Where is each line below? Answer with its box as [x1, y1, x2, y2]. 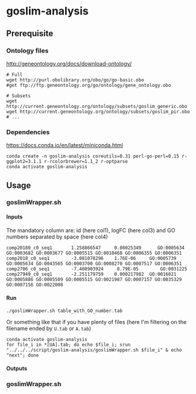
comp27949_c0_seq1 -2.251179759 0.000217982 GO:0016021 [6, 271, 177, 277]
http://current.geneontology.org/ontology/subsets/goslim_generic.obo [6, 103, 188, 109]
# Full [6, 71, 23, 78]
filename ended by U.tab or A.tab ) [6, 325, 92, 332]
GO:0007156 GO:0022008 [6, 282, 63, 288]
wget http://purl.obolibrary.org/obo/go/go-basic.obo [6, 77, 145, 83]
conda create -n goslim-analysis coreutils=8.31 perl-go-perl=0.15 [6, 153, 180, 159]
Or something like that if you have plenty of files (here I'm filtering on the [6, 318, 187, 325]
